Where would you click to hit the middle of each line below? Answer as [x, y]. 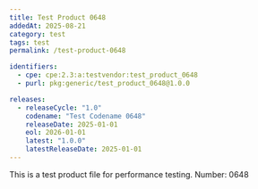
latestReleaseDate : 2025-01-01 [84, 149]
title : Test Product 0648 [57, 17]
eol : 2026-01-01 [56, 133]
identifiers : [34, 67]
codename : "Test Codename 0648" [86, 116]
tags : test [30, 42]
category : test [38, 34]
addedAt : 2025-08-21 [48, 26]
